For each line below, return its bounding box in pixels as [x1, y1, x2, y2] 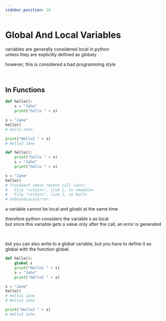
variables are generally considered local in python [5, 46, 110, 52]
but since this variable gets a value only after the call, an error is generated [5, 221, 161, 227]
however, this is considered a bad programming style [5, 61, 116, 67]
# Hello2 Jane [5, 141, 35, 146]
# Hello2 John [5, 298, 35, 303]
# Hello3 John [5, 312, 35, 317]
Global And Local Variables [5, 29, 121, 41]
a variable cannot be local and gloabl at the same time [5, 206, 118, 212]
